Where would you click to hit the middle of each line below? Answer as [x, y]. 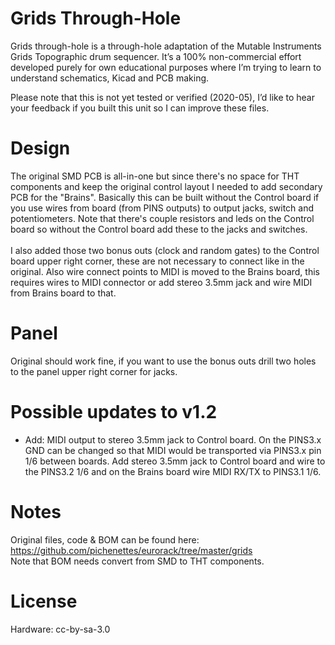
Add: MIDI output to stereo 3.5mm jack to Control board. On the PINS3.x [173, 439]
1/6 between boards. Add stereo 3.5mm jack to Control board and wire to [175, 461]
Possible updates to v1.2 [114, 412]
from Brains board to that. [63, 293]
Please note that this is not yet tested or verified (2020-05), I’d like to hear [162, 97]
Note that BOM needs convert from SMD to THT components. [137, 561]
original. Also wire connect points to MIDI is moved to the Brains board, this [165, 271]
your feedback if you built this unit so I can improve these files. [140, 108]
